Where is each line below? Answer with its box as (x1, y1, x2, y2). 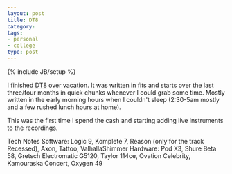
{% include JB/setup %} (7, 67, 76, 76)
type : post (7, 49, 39, 56)
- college (7, 42, 36, 49)
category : (7, 23, 36, 30)
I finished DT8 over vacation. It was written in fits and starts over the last (7, 81, 214, 89)
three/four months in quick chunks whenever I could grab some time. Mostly (7, 88, 225, 97)
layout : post (7, 10, 45, 17)
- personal (7, 36, 39, 43)
